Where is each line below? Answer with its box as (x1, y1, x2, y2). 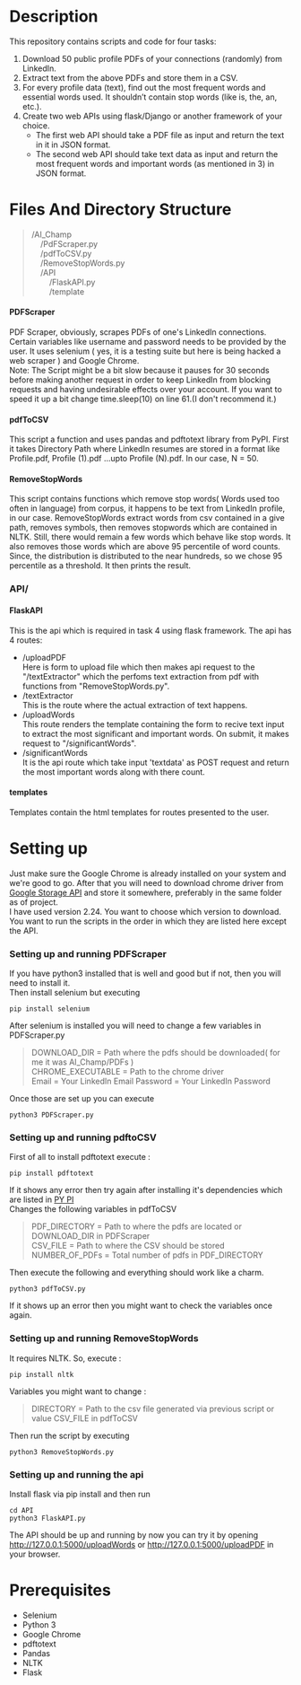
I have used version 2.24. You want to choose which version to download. (9, 906, 282, 917)
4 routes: (9, 635, 43, 645)
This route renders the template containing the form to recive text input (21, 718, 285, 729)
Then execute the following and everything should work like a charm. (9, 1268, 264, 1278)
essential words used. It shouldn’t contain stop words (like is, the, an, (21, 92, 278, 102)
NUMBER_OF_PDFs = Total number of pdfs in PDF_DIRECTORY (30, 1250, 264, 1260)
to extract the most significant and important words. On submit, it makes (21, 728, 289, 739)
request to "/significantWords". (21, 738, 137, 749)
